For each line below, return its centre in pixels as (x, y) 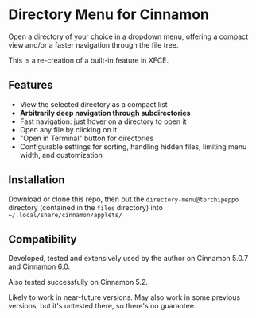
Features (31, 85)
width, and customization (61, 155)
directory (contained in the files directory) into (85, 207)
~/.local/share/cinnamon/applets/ (66, 215)
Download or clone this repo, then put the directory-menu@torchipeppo (124, 199)
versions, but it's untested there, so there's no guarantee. (102, 306)
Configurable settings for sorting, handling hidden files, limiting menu (133, 146)
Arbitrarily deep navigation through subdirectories (105, 113)
